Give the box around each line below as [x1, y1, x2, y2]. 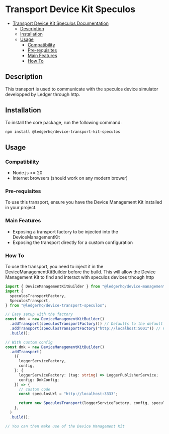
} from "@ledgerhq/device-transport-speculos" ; [5, 303, 107, 308]
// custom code [18, 387, 51, 392]
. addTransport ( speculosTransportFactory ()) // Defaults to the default [10, 321, 163, 326]
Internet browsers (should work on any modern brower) [12, 175, 128, 181]
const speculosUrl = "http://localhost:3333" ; [18, 392, 118, 397]
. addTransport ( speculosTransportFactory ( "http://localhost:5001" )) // [10, 326, 161, 331]
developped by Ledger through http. [5, 91, 80, 97]
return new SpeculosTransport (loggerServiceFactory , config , [18, 401, 150, 406]
